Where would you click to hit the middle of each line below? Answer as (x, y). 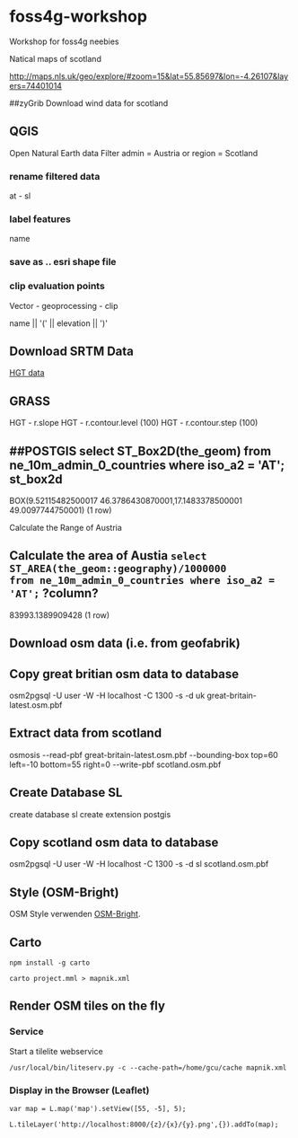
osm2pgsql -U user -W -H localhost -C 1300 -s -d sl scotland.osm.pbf (139, 864)
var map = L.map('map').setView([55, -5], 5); (98, 1109)
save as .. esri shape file (63, 262)
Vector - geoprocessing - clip (64, 305)
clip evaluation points (57, 287)
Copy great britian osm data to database (124, 674)
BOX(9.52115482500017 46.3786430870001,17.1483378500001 (126, 501)
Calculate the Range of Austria (66, 528)
